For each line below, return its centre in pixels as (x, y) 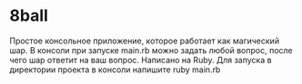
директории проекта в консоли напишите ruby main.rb (115, 70)
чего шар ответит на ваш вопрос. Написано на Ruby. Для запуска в (141, 60)
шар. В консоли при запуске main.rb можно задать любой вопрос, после (151, 50)
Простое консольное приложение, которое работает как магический (145, 41)
